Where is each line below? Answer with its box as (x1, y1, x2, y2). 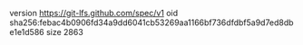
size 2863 (45, 27, 83, 37)
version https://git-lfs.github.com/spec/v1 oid (9, 8, 179, 18)
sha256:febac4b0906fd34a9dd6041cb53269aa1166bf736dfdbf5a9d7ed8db (9, 17, 294, 28)
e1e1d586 (9, 27, 44, 37)
